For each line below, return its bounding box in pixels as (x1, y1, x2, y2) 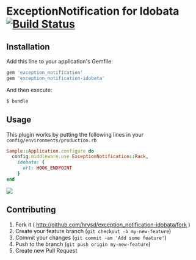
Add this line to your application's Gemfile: (6, 58, 113, 65)
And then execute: (6, 86, 53, 93)
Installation (6, 42, 50, 52)
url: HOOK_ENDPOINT (22, 165, 72, 172)
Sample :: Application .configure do (6, 148, 95, 154)
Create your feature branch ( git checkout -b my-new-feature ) (15, 227, 172, 234)
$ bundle (6, 98, 29, 104)
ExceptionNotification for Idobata (6, 4, 180, 18)
